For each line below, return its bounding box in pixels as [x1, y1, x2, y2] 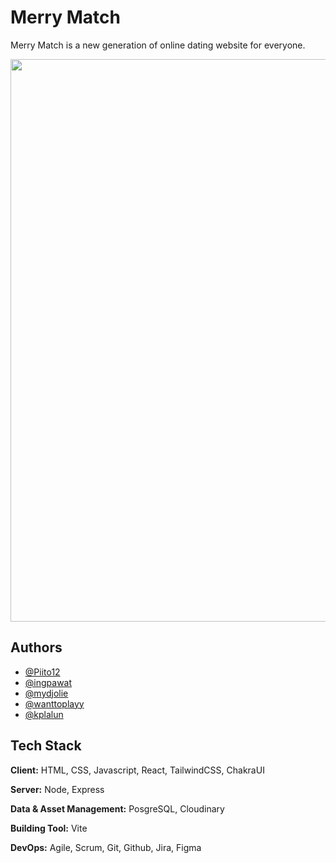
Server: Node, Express [10, 783, 105, 795]
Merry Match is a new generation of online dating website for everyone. [10, 39, 306, 51]
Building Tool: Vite [10, 822, 88, 834]
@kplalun [24, 708, 64, 720]
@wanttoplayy [24, 697, 85, 710]
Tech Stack [10, 737, 82, 755]
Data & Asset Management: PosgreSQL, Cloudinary [10, 802, 225, 815]
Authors [10, 639, 63, 656]
